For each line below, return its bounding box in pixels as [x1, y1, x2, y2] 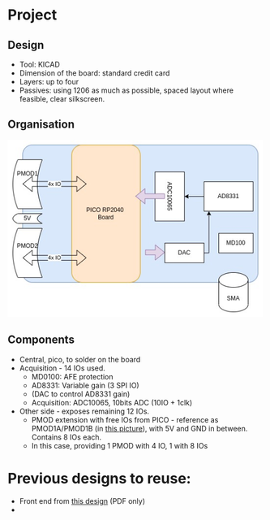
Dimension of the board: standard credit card [19, 68, 170, 78]
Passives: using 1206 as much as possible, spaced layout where [19, 85, 234, 95]
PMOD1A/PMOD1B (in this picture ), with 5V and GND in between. [31, 423, 248, 433]
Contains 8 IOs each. [31, 432, 102, 442]
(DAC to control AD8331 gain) [31, 388, 131, 399]
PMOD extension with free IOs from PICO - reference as [31, 414, 219, 424]
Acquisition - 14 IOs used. [19, 363, 106, 373]
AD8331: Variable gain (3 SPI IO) [31, 380, 139, 390]
